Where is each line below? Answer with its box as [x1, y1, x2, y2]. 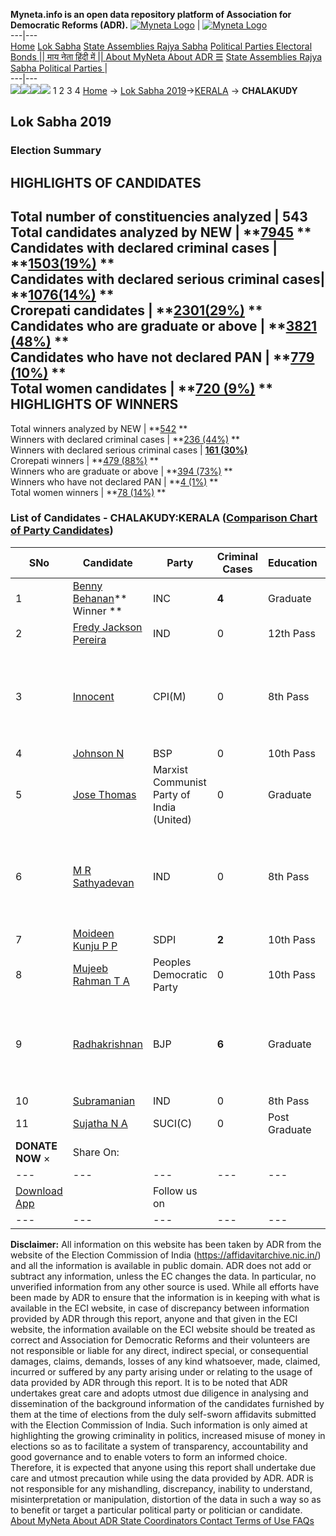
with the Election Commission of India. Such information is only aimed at [10, 1419, 308, 1431]
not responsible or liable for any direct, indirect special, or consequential [10, 1344, 309, 1356]
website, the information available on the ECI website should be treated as [10, 1323, 316, 1335]
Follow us [152, 1184, 198, 1198]
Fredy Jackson [72, 620, 143, 634]
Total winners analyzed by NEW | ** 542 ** [10, 422, 188, 434]
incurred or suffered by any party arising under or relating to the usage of [10, 1365, 313, 1378]
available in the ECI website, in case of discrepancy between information [10, 1302, 310, 1314]
